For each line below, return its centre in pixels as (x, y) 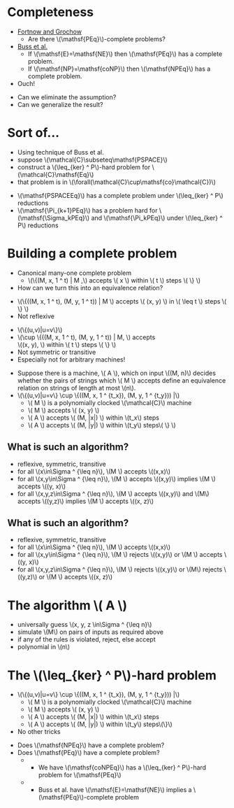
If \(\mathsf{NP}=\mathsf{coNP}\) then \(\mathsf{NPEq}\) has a (119, 69)
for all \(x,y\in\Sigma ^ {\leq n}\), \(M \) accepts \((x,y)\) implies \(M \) (117, 479)
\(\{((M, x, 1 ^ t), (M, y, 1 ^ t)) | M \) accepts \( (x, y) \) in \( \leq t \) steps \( (122, 301)
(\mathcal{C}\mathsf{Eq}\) (56, 174)
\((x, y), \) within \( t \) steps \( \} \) (67, 344)
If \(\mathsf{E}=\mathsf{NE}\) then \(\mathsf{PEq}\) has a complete (125, 54)
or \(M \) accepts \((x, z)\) (76, 577)
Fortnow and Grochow (50, 31)
